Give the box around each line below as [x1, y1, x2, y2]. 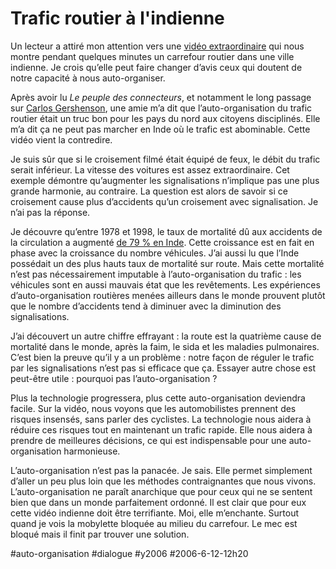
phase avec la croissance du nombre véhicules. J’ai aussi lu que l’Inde [10, 247, 300, 259]
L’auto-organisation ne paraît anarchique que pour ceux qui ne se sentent [10, 485, 313, 497]
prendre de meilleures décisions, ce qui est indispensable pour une [10, 434, 287, 446]
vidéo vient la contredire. [10, 133, 113, 146]
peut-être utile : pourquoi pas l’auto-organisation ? [10, 372, 218, 384]
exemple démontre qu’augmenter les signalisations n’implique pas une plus [10, 174, 320, 186]
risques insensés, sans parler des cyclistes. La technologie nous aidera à [10, 413, 312, 425]
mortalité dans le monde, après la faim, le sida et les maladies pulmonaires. [10, 340, 320, 352]
